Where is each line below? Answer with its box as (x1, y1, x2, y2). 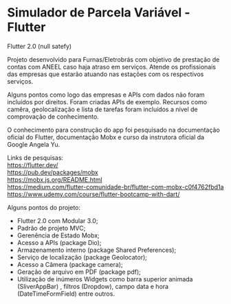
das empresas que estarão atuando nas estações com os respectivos (7, 70, 204, 78)
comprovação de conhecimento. (7, 112, 100, 121)
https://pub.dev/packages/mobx (7, 168, 98, 176)
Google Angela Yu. (7, 140, 60, 148)
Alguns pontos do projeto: (7, 203, 81, 211)
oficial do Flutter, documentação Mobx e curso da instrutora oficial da (7, 132, 205, 141)
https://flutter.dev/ (7, 161, 58, 169)
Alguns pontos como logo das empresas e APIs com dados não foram (7, 91, 205, 99)
